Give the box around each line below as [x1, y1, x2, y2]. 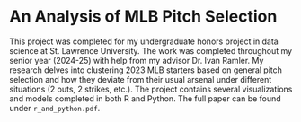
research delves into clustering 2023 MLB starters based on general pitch [9, 65, 283, 75]
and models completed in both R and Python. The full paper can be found [9, 92, 281, 104]
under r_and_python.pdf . [9, 102, 101, 113]
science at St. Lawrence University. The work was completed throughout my [9, 45, 293, 56]
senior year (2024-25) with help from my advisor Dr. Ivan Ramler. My [9, 55, 264, 65]
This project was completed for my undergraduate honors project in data [9, 36, 279, 47]
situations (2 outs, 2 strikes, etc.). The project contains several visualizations [9, 83, 293, 94]
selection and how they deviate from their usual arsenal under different [9, 74, 272, 84]
